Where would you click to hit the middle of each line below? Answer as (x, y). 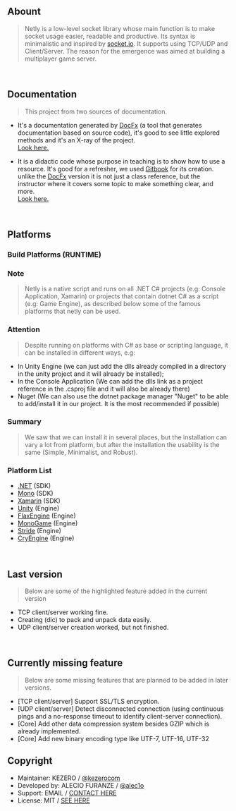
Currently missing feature (65, 663)
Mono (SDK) (36, 494)
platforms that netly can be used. (73, 311)
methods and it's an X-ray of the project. (76, 140)
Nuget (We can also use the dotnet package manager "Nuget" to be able (123, 396)
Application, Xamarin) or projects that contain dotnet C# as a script (122, 296)
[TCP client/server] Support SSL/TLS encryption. (88, 701)
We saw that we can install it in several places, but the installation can (126, 437)
